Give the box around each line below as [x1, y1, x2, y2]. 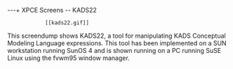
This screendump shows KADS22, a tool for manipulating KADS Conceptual [7, 31, 226, 40]
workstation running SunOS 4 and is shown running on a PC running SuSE [7, 47, 222, 54]
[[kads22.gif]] [44, 20, 90, 26]
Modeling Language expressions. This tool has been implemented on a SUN [7, 39, 227, 47]
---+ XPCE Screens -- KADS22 [7, 6, 97, 14]
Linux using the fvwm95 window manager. [7, 54, 130, 62]
